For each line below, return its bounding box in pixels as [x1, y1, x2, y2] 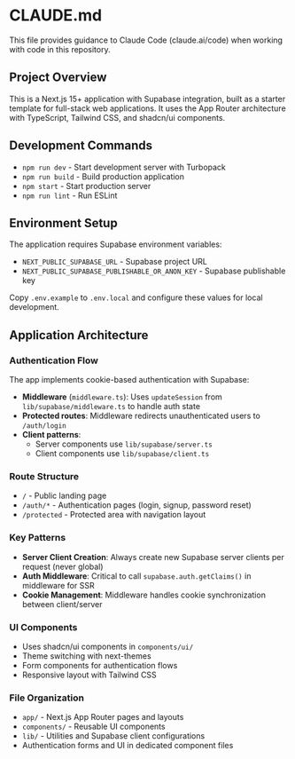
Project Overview [9, 70, 107, 85]
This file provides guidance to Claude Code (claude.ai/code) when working [9, 35, 283, 45]
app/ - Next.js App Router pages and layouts [21, 712, 184, 723]
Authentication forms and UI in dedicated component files [21, 740, 234, 751]
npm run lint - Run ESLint [21, 190, 118, 201]
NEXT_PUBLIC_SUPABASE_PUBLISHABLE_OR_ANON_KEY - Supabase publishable [21, 265, 286, 276]
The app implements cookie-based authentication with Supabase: [9, 375, 250, 385]
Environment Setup [9, 215, 118, 231]
